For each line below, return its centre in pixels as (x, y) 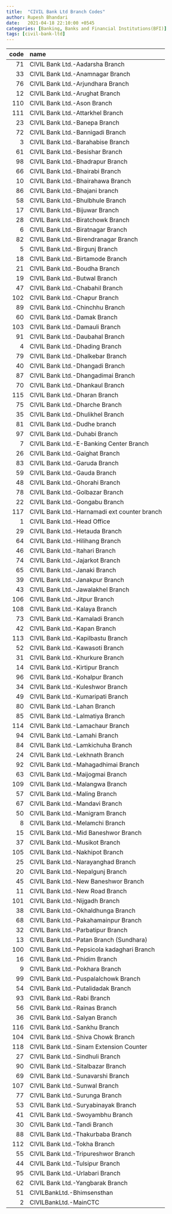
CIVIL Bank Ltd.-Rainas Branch (73, 1008)
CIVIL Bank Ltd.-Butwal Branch (73, 278)
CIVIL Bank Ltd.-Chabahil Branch (76, 288)
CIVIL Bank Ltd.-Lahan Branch (72, 706)
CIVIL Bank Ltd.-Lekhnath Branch (77, 755)
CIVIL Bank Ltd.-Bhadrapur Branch (79, 162)
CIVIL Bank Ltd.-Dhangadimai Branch (82, 376)
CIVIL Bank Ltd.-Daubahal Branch (77, 337)
